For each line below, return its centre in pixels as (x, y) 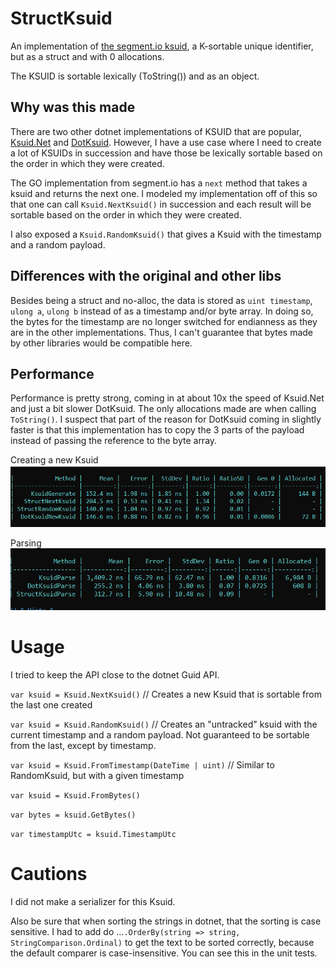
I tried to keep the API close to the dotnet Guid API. (115, 674)
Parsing (26, 543)
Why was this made (73, 107)
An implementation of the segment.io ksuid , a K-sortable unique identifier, (162, 46)
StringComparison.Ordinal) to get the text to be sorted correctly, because (162, 942)
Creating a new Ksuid (54, 460)
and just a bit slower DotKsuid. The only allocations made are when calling (163, 409)
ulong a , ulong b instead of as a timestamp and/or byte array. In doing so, (162, 311)
